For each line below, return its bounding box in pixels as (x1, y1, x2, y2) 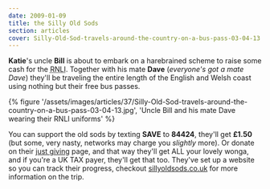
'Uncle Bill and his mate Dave (139, 106, 235, 115)
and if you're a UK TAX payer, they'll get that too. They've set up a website (8, 155, 255, 165)
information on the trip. (8, 172, 84, 182)
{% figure (8, 97, 40, 107)
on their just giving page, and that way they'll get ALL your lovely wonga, (8, 147, 249, 156)
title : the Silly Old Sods (8, 19, 99, 27)
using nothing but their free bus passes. (8, 82, 141, 91)
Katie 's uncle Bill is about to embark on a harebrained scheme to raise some (8, 56, 262, 66)
